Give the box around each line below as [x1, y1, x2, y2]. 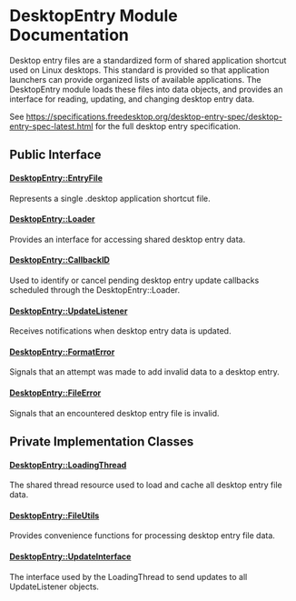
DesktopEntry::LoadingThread [9, 459, 127, 470]
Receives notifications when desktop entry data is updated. [9, 326, 232, 336]
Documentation [9, 25, 130, 45]
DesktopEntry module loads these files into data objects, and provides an [9, 84, 283, 95]
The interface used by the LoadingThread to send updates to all [9, 571, 248, 582]
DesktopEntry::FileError [9, 387, 102, 398]
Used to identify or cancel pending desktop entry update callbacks [9, 275, 260, 285]
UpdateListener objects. [9, 581, 100, 592]
